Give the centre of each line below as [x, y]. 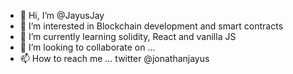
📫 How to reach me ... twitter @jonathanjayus [114, 58]
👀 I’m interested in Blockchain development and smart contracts [151, 26]
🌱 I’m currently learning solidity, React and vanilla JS [128, 36]
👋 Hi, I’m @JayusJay [62, 15]
